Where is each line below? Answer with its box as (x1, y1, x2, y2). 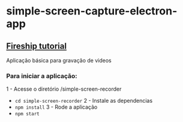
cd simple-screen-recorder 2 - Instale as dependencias (14, 97, 153, 105)
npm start (14, 111, 40, 117)
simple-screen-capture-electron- (6, 4, 178, 18)
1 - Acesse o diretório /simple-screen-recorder (6, 85, 122, 93)
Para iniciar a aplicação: (6, 72, 77, 80)
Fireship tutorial (6, 41, 67, 51)
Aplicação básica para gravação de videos (6, 57, 112, 64)
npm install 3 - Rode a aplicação (14, 103, 98, 111)
